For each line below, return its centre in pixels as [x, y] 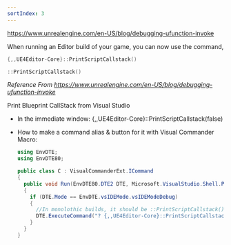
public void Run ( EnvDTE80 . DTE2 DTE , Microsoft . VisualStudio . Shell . [123, 184]
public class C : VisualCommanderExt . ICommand [85, 171]
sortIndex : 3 [26, 13]
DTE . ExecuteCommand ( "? [68, 216]
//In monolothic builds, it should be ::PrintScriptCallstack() [130, 210]
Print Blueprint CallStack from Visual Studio [69, 106]
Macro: [27, 139]
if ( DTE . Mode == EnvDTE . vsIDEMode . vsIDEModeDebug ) [104, 197]
